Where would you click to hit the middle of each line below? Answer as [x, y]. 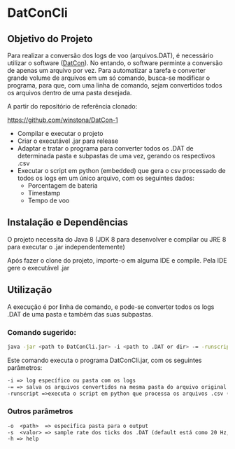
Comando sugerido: [42, 332]
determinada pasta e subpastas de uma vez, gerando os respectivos [116, 156]
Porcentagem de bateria [63, 186]
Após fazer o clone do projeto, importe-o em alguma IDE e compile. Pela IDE [117, 260]
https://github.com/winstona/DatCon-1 [63, 120]
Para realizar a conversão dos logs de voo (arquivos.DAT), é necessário [110, 55]
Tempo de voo [49, 200]
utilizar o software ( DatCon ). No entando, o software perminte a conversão [115, 63]
